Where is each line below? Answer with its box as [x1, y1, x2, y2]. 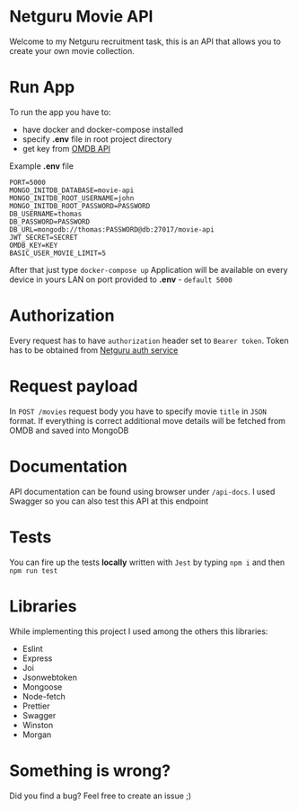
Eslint [22, 643, 43, 654]
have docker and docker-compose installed [22, 124, 184, 135]
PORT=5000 [9, 178, 47, 187]
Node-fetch [22, 691, 66, 701]
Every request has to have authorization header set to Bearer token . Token [9, 335, 289, 346]
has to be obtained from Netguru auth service [9, 344, 179, 356]
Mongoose [22, 681, 63, 692]
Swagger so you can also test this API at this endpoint [9, 496, 209, 506]
